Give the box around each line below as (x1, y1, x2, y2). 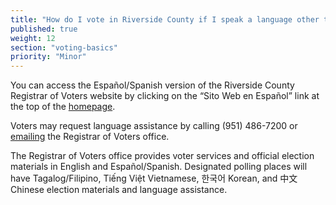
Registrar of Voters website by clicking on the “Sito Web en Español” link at (10, 90, 320, 102)
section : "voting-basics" (10, 42, 118, 53)
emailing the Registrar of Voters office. (10, 131, 170, 143)
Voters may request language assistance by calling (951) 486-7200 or (10, 120, 298, 132)
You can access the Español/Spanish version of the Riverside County (10, 79, 295, 91)
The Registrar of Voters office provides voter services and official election (10, 150, 315, 162)
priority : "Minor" (10, 52, 87, 62)
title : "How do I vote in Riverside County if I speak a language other (10, 14, 320, 25)
